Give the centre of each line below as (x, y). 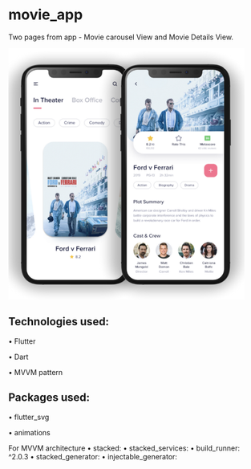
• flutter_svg (29, 417)
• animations (29, 432)
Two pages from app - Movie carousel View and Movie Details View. (121, 37)
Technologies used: (59, 322)
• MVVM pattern (36, 372)
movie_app (46, 15)
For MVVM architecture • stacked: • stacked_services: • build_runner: (124, 448)
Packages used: (49, 398)
